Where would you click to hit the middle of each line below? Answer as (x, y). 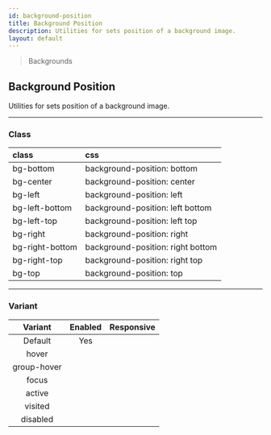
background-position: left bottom (148, 208)
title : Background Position (56, 23)
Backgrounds (50, 61)
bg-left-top (35, 221)
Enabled (86, 327)
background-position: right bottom (151, 247)
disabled (37, 419)
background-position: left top (141, 221)
